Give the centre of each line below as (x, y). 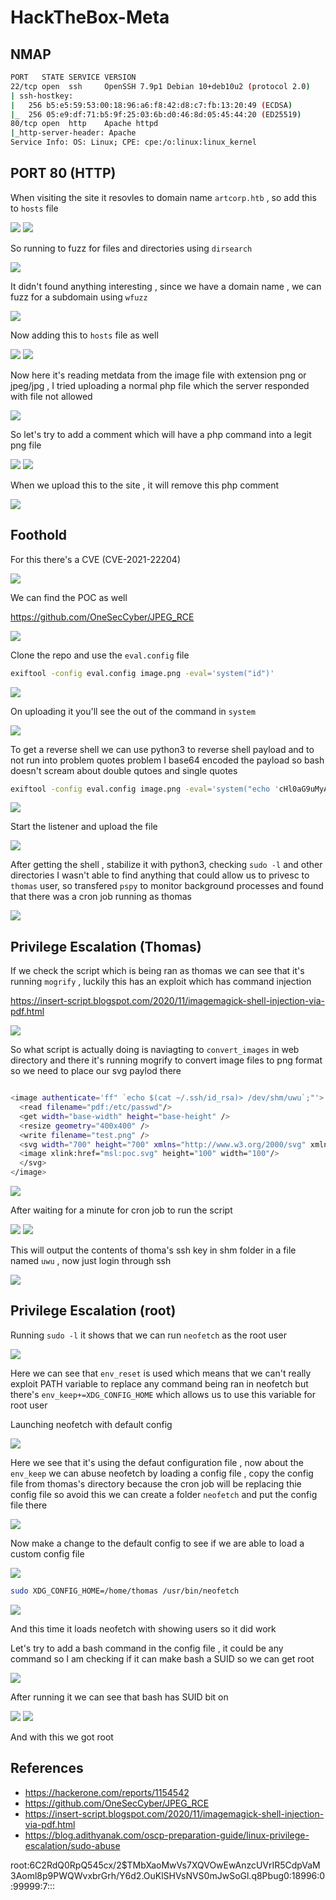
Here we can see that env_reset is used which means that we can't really (161, 1373)
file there (29, 1505)
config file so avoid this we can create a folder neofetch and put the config (164, 1494)
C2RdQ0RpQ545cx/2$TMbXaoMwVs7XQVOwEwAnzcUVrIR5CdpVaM (177, 1865)
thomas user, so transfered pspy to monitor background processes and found (167, 886)
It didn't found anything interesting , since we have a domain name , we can (166, 286)
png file (26, 445)
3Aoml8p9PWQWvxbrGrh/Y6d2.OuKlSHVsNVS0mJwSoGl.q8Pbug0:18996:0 (168, 1875)
